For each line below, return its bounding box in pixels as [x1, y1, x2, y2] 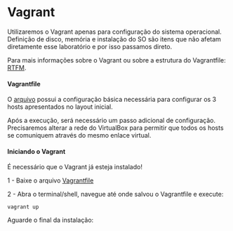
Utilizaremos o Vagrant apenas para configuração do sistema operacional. [7, 27, 222, 36]
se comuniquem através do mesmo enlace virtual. [7, 131, 152, 140]
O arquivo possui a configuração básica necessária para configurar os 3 [7, 95, 217, 104]
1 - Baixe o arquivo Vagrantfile [7, 176, 94, 185]
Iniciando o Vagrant [7, 147, 66, 155]
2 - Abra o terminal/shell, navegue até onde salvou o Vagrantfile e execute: [7, 190, 224, 199]
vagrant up [7, 204, 39, 211]
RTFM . [7, 63, 27, 72]
